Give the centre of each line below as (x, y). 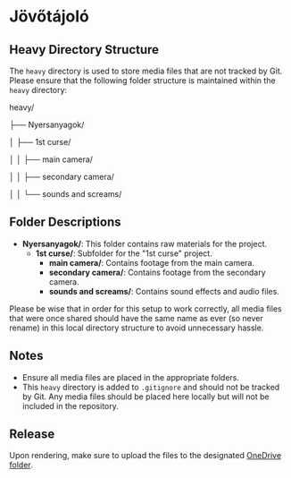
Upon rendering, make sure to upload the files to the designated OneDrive (145, 456)
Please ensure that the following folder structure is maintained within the (142, 81)
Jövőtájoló (49, 17)
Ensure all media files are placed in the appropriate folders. (130, 377)
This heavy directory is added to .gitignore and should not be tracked (151, 387)
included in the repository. (70, 405)
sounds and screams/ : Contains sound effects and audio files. (164, 291)
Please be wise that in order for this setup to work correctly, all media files (146, 308)
